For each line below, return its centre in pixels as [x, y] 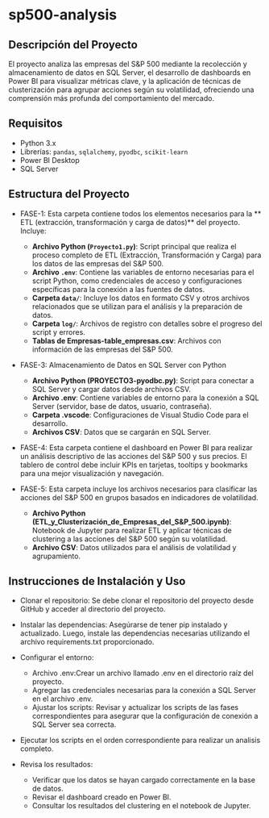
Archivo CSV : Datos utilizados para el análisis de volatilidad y [134, 547]
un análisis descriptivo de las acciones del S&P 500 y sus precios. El [133, 456]
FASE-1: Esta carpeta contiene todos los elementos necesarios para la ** [141, 213]
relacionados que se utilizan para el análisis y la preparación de [137, 306]
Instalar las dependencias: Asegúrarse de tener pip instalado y [124, 625]
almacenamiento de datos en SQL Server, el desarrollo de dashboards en [130, 73]
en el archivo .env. [62, 699]
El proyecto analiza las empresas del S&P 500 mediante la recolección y [128, 64]
